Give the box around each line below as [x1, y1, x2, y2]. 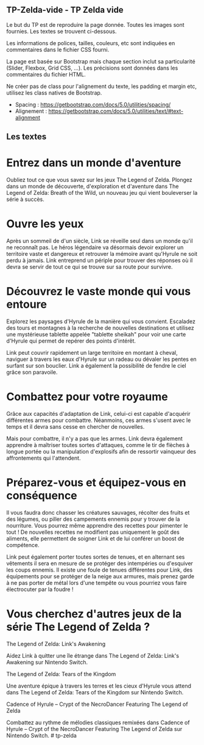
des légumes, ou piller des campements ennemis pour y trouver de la [6, 515, 180, 523]
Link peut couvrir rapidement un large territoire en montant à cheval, [6, 349, 178, 357]
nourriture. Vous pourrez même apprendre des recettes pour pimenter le [6, 521, 188, 529]
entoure [6, 297, 47, 311]
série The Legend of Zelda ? [6, 620, 150, 634]
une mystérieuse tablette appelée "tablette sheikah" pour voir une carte [6, 331, 186, 338]
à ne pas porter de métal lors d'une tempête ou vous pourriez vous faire [6, 579, 187, 586]
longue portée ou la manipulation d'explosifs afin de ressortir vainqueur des [6, 448, 197, 455]
